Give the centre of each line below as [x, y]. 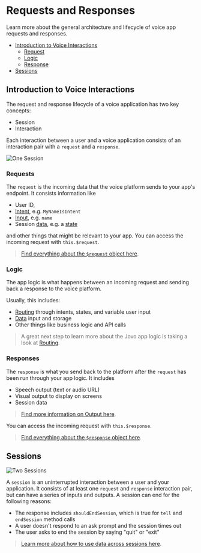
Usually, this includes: [33, 301]
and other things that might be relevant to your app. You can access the [95, 236]
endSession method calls [45, 519]
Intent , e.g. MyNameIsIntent [48, 212]
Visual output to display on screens [58, 396]
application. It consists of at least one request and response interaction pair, [99, 489]
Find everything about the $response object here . [81, 437]
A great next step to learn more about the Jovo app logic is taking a [104, 337]
